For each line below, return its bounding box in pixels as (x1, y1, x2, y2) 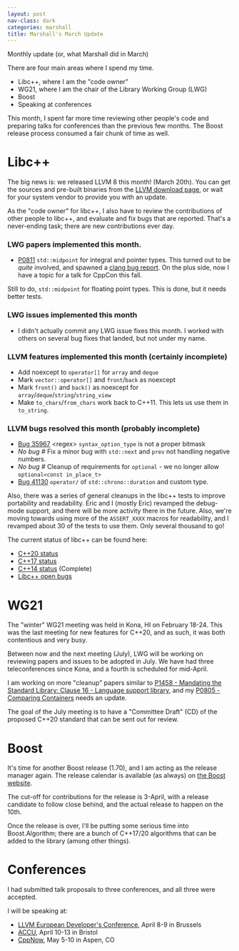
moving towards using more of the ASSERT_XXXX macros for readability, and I (7, 514, 230, 523)
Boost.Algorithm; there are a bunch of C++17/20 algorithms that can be (7, 829, 217, 838)
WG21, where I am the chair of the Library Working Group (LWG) (17, 85, 208, 93)
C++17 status (17, 557, 57, 565)
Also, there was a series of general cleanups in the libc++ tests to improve (7, 491, 226, 500)
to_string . (17, 406, 49, 414)
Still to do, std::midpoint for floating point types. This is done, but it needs (7, 284, 227, 293)
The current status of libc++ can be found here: (7, 535, 148, 544)
